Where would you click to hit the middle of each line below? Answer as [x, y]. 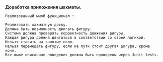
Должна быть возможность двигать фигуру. [49, 29]
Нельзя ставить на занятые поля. [40, 42]
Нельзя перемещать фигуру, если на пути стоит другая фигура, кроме [78, 46]
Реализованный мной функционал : [40, 16]
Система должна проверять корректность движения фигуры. [65, 33]
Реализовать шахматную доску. [37, 25]
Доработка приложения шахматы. [43, 7]
